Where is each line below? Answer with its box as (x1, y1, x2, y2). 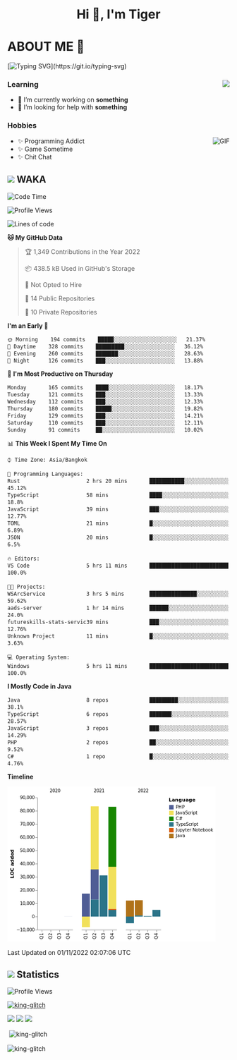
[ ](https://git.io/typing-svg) (7, 62, 127, 71)
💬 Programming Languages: (7, 470, 83, 477)
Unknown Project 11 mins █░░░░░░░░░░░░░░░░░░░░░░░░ (7, 633, 229, 640)
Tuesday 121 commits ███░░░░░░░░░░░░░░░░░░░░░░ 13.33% (7, 391, 203, 398)
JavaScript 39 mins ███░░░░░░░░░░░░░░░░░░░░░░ (7, 506, 229, 513)
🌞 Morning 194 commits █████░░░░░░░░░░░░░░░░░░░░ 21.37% (7, 336, 206, 343)
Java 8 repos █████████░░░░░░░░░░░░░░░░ (7, 696, 229, 704)
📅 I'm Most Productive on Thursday (7, 370, 114, 378)
